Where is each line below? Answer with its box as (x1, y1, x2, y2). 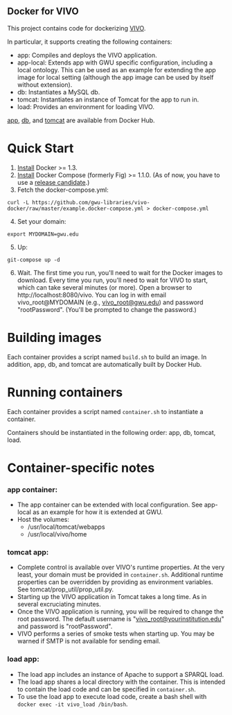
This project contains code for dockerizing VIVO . (7, 24, 146, 32)
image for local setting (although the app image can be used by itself (17, 73, 214, 81)
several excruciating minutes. (17, 600, 102, 609)
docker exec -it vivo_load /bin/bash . (17, 700, 128, 708)
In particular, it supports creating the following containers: (7, 38, 172, 46)
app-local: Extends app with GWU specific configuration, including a (17, 58, 213, 67)
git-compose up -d (7, 256, 60, 263)
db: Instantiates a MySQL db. (17, 88, 100, 96)
